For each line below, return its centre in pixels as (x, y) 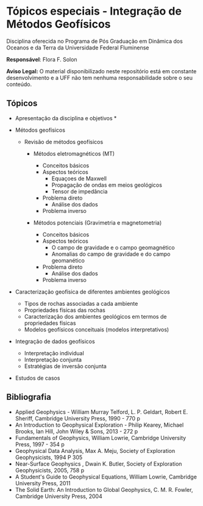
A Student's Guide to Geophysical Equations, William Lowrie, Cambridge (106, 477)
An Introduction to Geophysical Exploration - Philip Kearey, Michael (99, 425)
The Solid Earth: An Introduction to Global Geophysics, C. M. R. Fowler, (104, 490)
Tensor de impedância (80, 191)
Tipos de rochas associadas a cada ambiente (81, 303)
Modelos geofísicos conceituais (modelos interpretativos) (97, 329)
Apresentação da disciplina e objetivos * (66, 118)
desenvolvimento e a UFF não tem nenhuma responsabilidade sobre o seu (100, 78)
